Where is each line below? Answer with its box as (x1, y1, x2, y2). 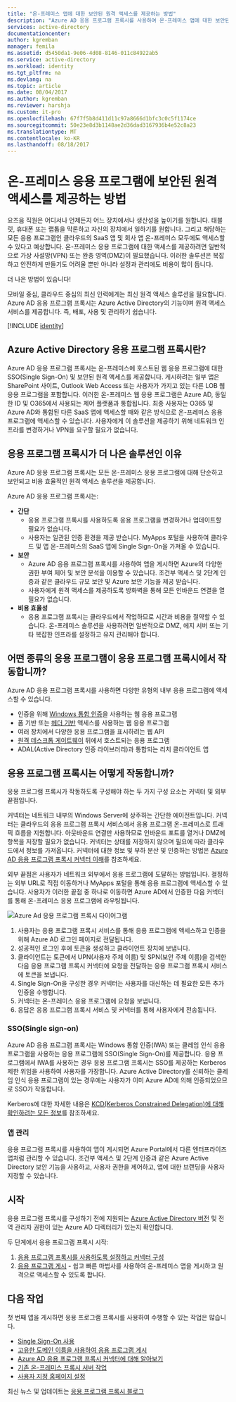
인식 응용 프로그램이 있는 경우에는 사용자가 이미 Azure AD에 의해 (14, 1075, 192, 1084)
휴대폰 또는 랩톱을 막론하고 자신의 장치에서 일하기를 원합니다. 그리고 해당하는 (16, 225, 227, 233)
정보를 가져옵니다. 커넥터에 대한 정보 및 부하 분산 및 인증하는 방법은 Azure (25, 846, 228, 855)
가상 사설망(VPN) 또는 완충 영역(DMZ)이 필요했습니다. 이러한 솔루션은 (20, 251, 212, 260)
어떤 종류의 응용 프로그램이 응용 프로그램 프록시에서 (7, 653, 216, 665)
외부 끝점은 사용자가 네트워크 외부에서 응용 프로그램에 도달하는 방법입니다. (7, 870, 210, 879)
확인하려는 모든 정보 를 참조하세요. (7, 1108, 100, 1117)
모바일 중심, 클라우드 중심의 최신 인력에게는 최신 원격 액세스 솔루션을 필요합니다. (7, 290, 227, 299)
